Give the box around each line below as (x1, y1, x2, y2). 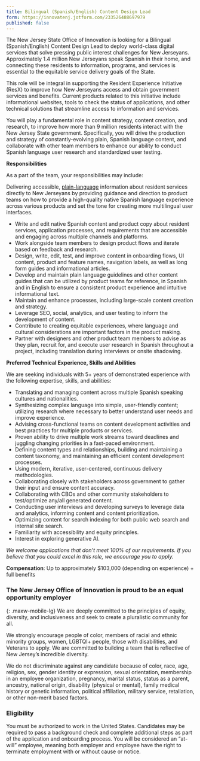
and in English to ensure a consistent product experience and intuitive (14, 284, 187, 291)
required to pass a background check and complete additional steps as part (6, 729, 192, 736)
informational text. (14, 290, 60, 298)
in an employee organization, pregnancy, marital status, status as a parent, (6, 675, 190, 682)
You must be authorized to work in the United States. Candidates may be (6, 722, 185, 729)
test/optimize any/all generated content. (14, 497, 113, 504)
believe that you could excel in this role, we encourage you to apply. (6, 553, 174, 560)
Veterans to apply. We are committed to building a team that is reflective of (6, 644, 190, 651)
